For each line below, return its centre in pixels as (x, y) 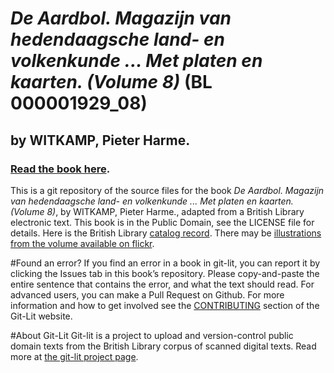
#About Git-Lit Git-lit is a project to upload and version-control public (152, 335)
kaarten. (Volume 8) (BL (111, 82)
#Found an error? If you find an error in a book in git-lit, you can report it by (165, 263)
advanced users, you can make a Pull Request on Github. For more (147, 294)
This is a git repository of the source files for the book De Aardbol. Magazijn (167, 190)
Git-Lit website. (41, 316)
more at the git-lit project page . (74, 356)
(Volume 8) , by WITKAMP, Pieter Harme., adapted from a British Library (157, 211)
